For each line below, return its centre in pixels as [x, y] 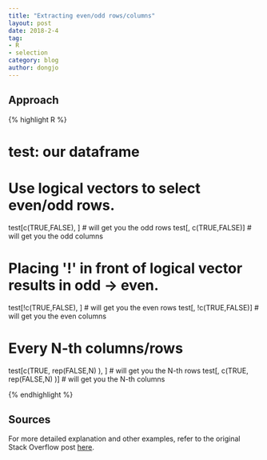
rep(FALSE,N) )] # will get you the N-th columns [87, 379]
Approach [34, 100]
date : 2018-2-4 [34, 30]
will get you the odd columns [56, 236]
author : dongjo [34, 68]
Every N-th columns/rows [96, 348]
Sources [30, 420]
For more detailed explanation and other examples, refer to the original [124, 439]
